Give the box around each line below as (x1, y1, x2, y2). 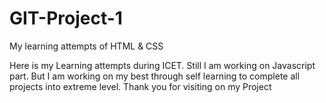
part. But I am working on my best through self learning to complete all (9, 70, 301, 82)
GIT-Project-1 (9, 7, 123, 30)
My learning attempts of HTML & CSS (9, 40, 164, 52)
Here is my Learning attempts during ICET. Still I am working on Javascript (9, 59, 316, 71)
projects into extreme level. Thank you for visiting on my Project (9, 80, 272, 92)
